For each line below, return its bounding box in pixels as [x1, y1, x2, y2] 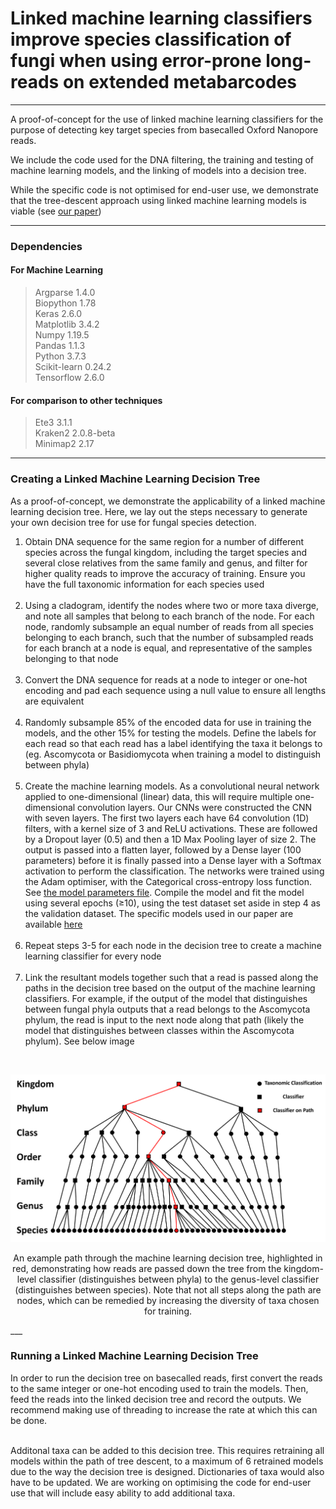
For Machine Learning [10, 264, 104, 276]
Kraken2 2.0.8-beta [34, 427, 116, 439]
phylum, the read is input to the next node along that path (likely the [24, 1013, 305, 1026]
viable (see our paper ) [10, 205, 102, 217]
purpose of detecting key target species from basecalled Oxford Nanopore [10, 123, 319, 136]
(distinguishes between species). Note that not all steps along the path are [14, 1283, 322, 1296]
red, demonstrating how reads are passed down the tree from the [12, 1262, 282, 1274]
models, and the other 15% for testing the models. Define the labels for [24, 727, 317, 739]
